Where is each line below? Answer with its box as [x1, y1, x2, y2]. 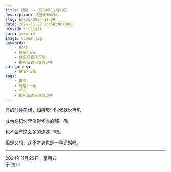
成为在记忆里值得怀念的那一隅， [5, 118, 72, 124]
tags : [5, 74, 17, 79]
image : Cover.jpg [5, 36, 42, 41]
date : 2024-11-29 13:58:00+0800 [5, 21, 74, 27]
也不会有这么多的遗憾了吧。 [5, 129, 64, 135]
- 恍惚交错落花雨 [14, 54, 46, 60]
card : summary [5, 31, 36, 36]
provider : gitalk [5, 26, 42, 32]
